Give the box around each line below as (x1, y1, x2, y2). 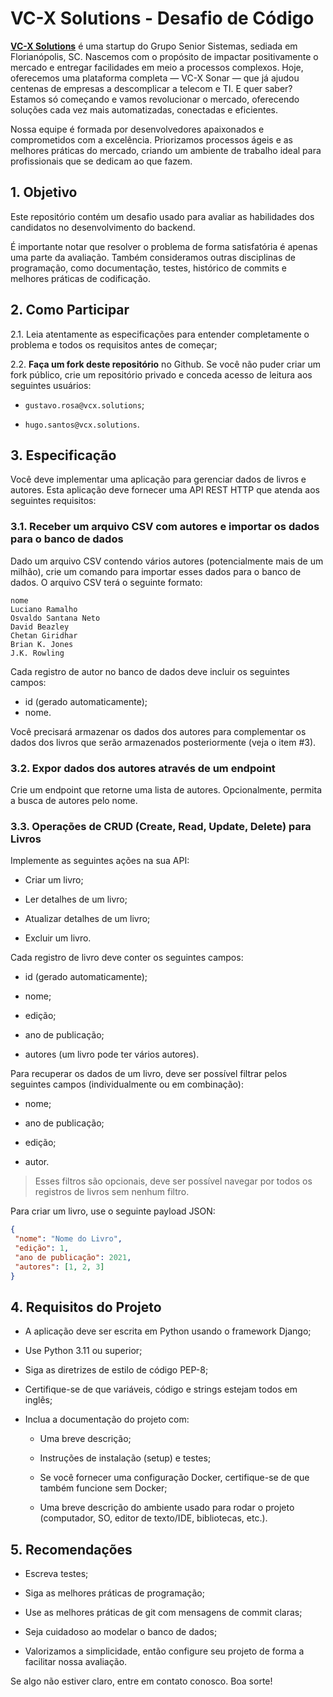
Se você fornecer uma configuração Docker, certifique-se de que (39, 1472, 310, 1484)
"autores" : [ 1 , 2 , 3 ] (14, 1262, 105, 1272)
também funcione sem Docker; (39, 1482, 168, 1494)
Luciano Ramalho (10, 604, 78, 614)
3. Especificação (10, 447, 117, 464)
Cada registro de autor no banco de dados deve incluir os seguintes (10, 665, 290, 677)
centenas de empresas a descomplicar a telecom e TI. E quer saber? (10, 82, 293, 94)
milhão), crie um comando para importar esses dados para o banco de (10, 565, 302, 577)
